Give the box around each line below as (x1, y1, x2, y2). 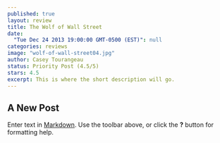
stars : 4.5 (7, 69, 39, 76)
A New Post (7, 101, 60, 113)
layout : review (7, 17, 52, 24)
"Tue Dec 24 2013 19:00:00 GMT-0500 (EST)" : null (13, 37, 162, 44)
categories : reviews (7, 43, 68, 50)
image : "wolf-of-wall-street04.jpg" (7, 50, 115, 57)
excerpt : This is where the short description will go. (7, 75, 175, 83)
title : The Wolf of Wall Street (7, 23, 102, 30)
